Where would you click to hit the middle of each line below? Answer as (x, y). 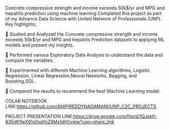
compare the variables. (30, 60)
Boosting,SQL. (20, 81)
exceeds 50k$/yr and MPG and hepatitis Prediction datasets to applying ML (85, 39)
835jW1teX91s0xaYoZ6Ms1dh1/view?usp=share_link (60, 122)
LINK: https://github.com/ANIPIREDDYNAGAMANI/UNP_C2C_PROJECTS (81, 106)
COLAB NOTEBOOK (26, 101)
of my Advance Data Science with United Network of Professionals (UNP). (84, 19)
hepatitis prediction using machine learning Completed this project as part (83, 13)
